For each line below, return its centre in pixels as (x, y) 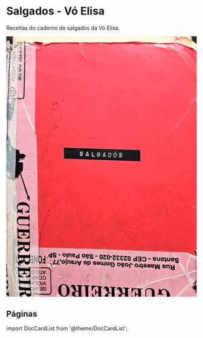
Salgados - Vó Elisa (56, 11)
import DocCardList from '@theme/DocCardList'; (67, 328)
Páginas (22, 314)
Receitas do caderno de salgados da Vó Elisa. (63, 28)
